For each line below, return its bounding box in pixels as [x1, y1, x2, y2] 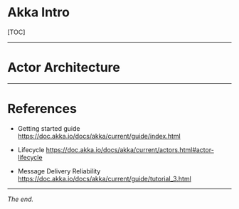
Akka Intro [7, 4, 70, 21]
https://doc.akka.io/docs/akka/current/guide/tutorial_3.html [17, 174, 192, 183]
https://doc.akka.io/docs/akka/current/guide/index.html [17, 132, 181, 140]
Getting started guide [17, 124, 80, 132]
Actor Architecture [7, 60, 121, 75]
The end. [7, 195, 34, 203]
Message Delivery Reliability [17, 166, 101, 175]
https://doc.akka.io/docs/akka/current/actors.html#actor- [46, 145, 215, 154]
